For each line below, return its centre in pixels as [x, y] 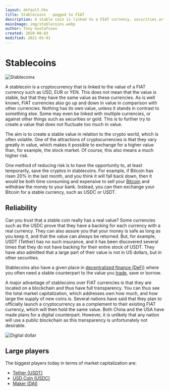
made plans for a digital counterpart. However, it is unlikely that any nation [82, 315]
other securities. [22, 257]
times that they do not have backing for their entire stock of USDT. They [80, 247]
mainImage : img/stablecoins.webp [40, 24]
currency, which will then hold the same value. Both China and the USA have [85, 309]
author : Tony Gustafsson [31, 29]
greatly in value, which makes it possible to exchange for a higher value [79, 145]
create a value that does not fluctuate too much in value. [64, 124]
